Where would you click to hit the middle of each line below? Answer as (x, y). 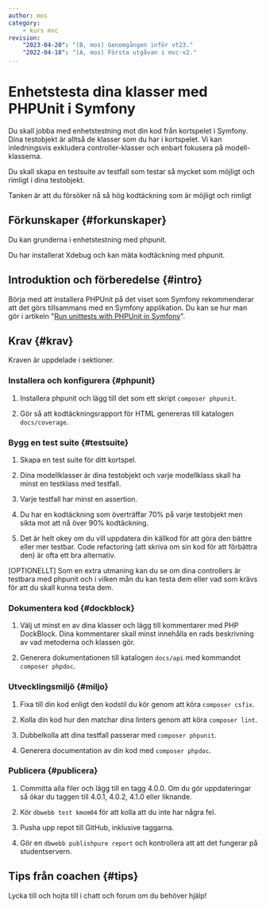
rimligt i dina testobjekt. (46, 180)
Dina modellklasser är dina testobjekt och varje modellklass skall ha (130, 475)
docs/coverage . (44, 421)
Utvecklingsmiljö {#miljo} (58, 687)
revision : (25, 38)
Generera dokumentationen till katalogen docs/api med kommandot (130, 658)
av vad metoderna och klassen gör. (77, 642)
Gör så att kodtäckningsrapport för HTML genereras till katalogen (127, 413)
